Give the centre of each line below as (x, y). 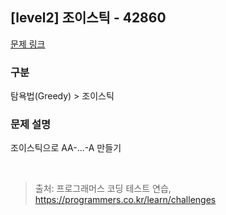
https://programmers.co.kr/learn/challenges (125, 200)
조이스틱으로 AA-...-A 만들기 (66, 148)
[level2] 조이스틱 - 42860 (88, 18)
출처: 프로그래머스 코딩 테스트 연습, (103, 189)
